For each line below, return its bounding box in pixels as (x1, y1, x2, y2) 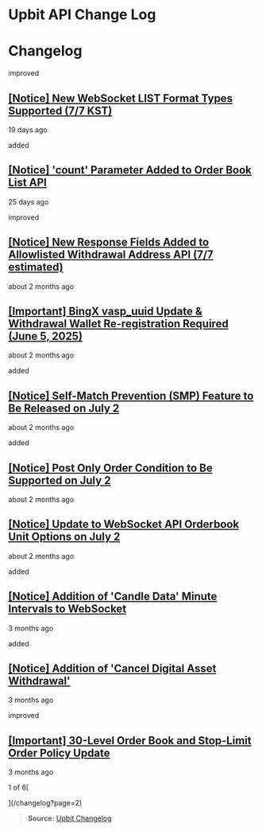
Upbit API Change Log (8, 6, 156, 24)
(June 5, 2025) (8, 329, 83, 343)
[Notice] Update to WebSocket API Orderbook (8, 517, 240, 531)
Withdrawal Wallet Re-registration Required (8, 317, 229, 330)
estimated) (8, 260, 64, 274)
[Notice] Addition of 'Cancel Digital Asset (8, 662, 217, 676)
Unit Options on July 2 (8, 530, 121, 544)
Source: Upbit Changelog (27, 813, 113, 823)
